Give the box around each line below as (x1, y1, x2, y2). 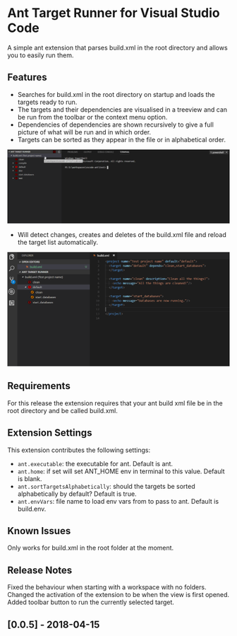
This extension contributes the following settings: (7, 446, 150, 454)
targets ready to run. (17, 98, 78, 106)
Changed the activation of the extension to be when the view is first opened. (7, 591, 230, 599)
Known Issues (7, 525, 71, 537)
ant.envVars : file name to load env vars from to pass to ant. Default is (17, 497, 219, 505)
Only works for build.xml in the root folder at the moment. (7, 543, 174, 553)
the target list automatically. (17, 238, 99, 246)
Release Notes (7, 564, 73, 576)
